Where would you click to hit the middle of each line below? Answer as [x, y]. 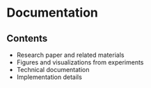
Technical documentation [53, 70]
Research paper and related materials [70, 55]
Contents [27, 38]
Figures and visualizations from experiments [80, 62]
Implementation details [49, 77]
